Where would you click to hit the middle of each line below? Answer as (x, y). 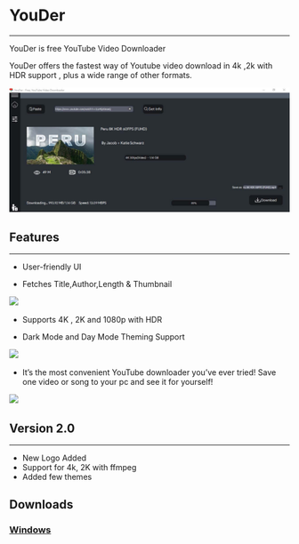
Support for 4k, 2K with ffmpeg (79, 467)
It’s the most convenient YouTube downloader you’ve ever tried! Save (149, 372)
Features (34, 237)
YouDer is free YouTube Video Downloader (88, 48)
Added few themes (57, 477)
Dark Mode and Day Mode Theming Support (103, 337)
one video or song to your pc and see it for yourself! (117, 382)
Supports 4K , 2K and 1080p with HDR (92, 320)
